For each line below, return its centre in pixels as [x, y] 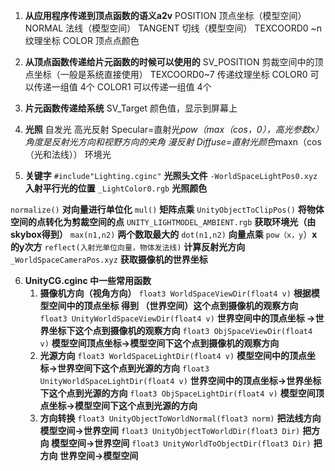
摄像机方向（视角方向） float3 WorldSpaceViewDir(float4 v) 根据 [175, 293]
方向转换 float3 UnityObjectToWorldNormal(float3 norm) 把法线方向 [180, 418]
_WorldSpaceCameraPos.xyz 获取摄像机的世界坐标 [109, 259]
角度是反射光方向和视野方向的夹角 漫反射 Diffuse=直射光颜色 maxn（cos [173, 142]
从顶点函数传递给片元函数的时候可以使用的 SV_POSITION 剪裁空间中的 [169, 62]
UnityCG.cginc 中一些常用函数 [88, 280]
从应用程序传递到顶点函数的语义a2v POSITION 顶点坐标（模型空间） [165, 15]
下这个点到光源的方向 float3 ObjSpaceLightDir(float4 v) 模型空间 [177, 393]
